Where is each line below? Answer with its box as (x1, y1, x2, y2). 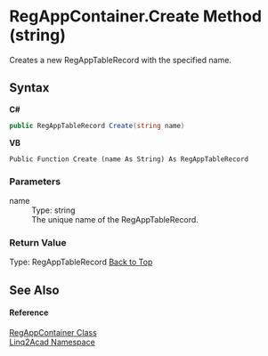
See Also (9, 282, 60, 297)
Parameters (9, 175, 61, 188)
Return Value (9, 236, 67, 248)
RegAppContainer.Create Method (9, 6, 263, 27)
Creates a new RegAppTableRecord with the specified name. (9, 54, 231, 65)
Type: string (31, 205, 76, 215)
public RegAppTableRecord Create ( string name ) (9, 121, 185, 130)
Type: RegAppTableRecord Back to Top (9, 256, 153, 268)
